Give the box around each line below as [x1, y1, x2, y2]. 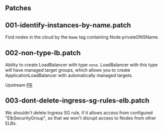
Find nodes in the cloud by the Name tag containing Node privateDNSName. [5, 34, 159, 40]
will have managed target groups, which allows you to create [5, 67, 130, 73]
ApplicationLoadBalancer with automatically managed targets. [5, 72, 133, 79]
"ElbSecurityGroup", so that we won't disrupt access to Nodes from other [5, 115, 156, 121]
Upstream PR [5, 82, 32, 88]
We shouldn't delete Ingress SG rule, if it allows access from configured [5, 110, 153, 116]
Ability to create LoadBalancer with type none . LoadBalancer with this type [5, 62, 158, 68]
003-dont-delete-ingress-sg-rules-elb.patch [5, 97, 150, 105]
